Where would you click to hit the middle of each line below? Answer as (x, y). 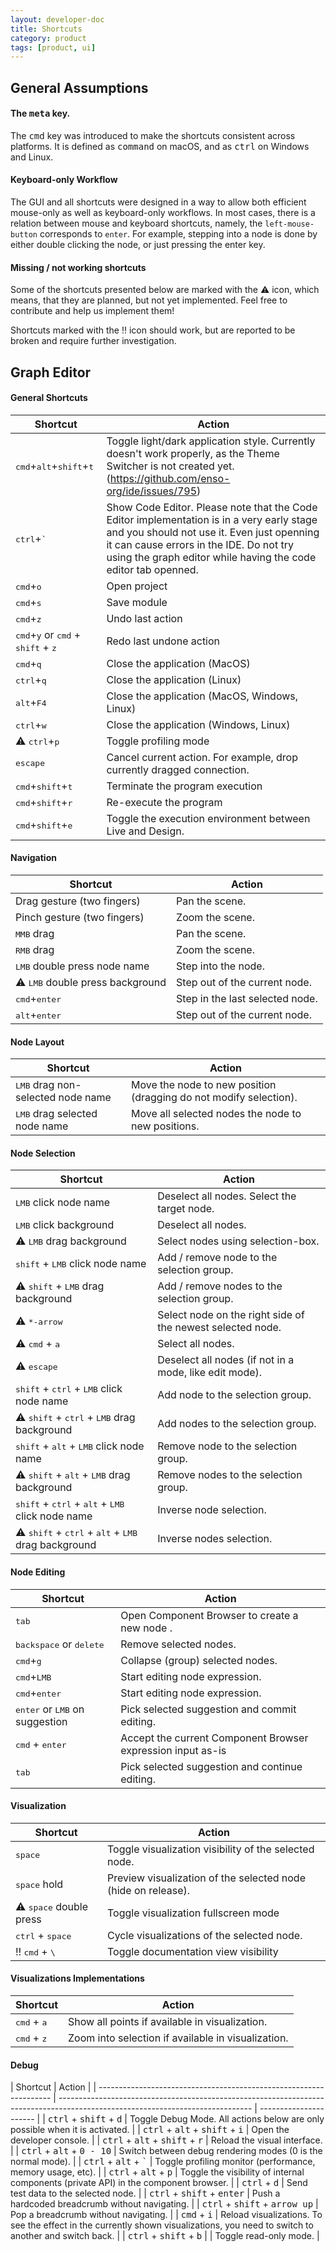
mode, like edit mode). (210, 1373)
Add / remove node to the (217, 1258)
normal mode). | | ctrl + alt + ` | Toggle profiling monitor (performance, (163, 2162)
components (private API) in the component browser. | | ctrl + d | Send (159, 2183)
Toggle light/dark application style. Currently (211, 441)
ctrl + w (31, 724)
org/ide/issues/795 (152, 491)
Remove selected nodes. (178, 1644)
